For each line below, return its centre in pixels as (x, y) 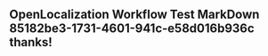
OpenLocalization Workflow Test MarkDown (134, 15)
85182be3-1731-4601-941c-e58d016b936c (132, 29)
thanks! (31, 42)
